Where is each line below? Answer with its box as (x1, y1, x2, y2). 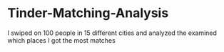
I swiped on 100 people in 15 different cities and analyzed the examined (7, 28, 218, 37)
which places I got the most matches (7, 36, 116, 44)
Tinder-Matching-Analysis (7, 5, 169, 21)
